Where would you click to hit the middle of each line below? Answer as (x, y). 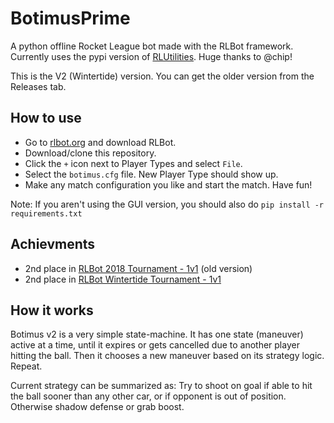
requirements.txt (46, 213)
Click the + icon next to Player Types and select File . (133, 163)
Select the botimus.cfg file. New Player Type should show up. (151, 174)
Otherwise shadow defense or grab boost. (97, 407)
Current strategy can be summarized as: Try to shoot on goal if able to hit (161, 386)
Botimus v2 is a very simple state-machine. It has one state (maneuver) (157, 334)
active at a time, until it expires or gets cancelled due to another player (155, 345)
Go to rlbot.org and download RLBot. (100, 142)
